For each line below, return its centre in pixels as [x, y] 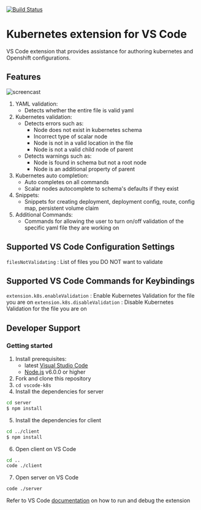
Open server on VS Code [47, 477]
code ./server [25, 489]
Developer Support [44, 328]
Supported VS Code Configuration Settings [90, 247]
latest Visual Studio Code [56, 366]
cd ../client [23, 431]
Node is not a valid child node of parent [83, 149]
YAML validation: [36, 104]
